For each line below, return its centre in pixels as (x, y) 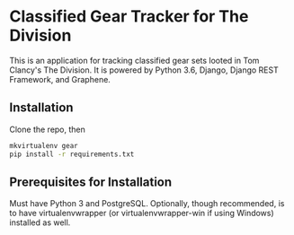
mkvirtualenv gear (44, 145)
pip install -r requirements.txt (72, 154)
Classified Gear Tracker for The (129, 17)
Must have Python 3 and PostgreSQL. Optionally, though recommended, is (147, 204)
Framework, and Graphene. (60, 79)
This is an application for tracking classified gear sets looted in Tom (134, 60)
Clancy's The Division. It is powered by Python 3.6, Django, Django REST (144, 70)
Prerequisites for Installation (91, 182)
